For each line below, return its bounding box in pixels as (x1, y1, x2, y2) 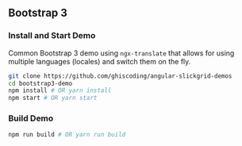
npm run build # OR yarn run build (8, 131, 126, 139)
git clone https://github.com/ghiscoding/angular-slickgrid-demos (8, 71, 232, 80)
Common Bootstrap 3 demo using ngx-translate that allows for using (8, 48, 235, 58)
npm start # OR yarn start (8, 94, 98, 102)
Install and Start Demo (8, 30, 96, 41)
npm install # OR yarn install (8, 86, 112, 94)
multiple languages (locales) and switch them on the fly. (8, 56, 191, 66)
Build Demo (8, 113, 54, 124)
